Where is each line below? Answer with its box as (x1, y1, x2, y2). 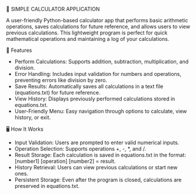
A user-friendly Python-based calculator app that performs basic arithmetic (6, 17, 188, 23)
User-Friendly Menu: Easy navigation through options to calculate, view (14, 108, 187, 114)
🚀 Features (6, 47, 32, 54)
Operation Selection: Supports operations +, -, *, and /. (14, 145, 146, 152)
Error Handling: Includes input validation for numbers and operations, (14, 71, 181, 77)
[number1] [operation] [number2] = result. (14, 158, 116, 165)
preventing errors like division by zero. (14, 76, 107, 83)
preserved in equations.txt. (14, 183, 80, 189)
